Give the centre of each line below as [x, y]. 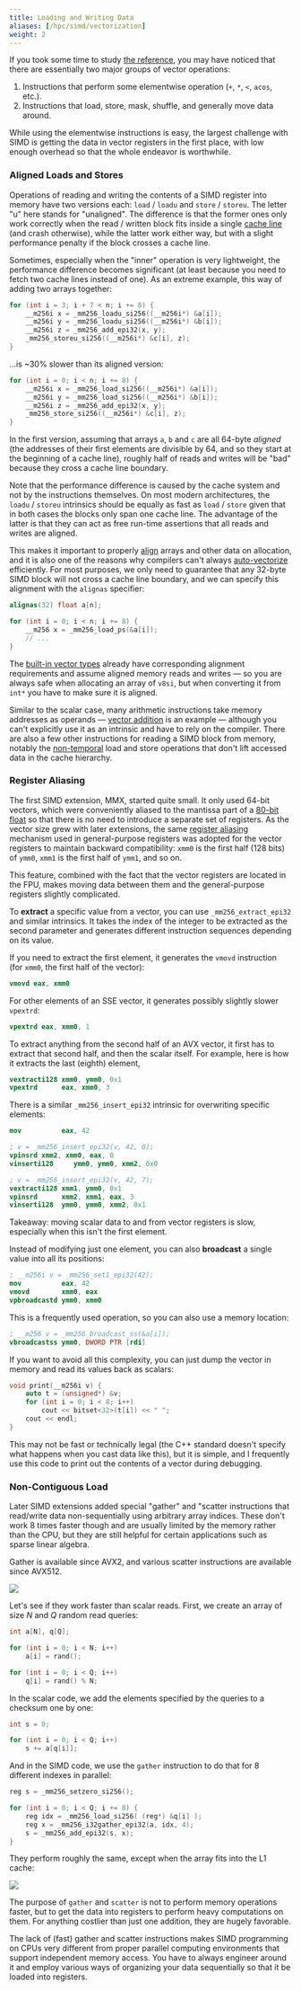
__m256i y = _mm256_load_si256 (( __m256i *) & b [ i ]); [122, 397]
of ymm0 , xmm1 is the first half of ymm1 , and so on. [95, 857]
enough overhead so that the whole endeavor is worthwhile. [120, 152]
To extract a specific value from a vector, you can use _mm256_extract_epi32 [150, 911]
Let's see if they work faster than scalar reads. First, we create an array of [146, 1606]
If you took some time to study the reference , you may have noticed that [142, 60]
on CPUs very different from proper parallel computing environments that [145, 1948]
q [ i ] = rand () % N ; [62, 1681]
